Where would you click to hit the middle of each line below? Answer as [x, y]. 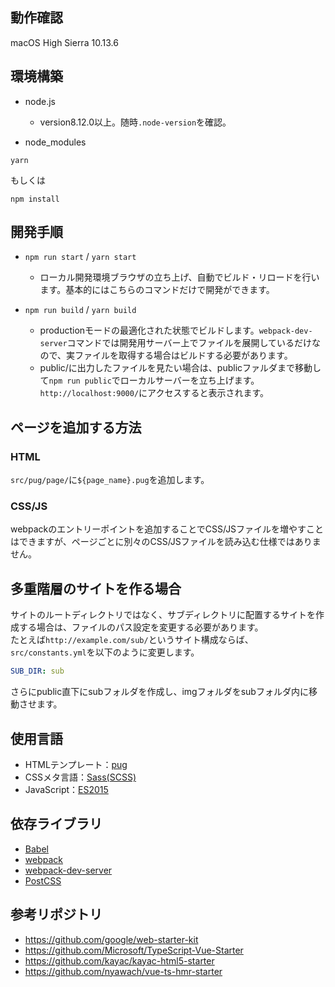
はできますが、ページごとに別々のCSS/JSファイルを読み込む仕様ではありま [166, 542]
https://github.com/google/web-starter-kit [111, 939]
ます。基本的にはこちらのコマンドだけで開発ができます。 [157, 290]
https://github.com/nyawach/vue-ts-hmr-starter [123, 971]
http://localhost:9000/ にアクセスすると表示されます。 [154, 393]
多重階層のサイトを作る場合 [96, 588]
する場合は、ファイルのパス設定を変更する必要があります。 [141, 627]
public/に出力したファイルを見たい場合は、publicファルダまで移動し [180, 368]
